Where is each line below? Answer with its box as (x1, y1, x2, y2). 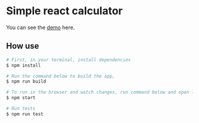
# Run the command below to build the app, (6, 73, 115, 79)
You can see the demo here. (6, 24, 75, 31)
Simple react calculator (6, 4, 123, 18)
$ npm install (6, 62, 41, 68)
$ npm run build (6, 78, 46, 84)
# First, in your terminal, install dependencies (6, 56, 131, 63)
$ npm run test (6, 111, 44, 117)
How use (6, 41, 40, 51)
